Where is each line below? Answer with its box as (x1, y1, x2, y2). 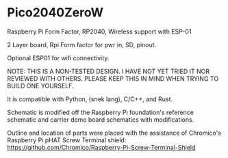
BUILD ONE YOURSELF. (7, 81, 74, 90)
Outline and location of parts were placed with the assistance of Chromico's (7, 129, 221, 137)
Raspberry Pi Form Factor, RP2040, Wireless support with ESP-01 (7, 27, 192, 36)
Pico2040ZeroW (7, 5, 104, 21)
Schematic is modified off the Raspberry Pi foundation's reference (7, 108, 194, 116)
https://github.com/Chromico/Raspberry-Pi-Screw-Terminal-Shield (7, 143, 196, 151)
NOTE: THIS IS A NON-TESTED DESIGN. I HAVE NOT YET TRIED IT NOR (7, 67, 210, 75)
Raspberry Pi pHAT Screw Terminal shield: (7, 135, 127, 144)
